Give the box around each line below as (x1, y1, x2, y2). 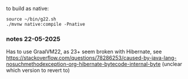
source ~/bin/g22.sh (6, 16, 57, 22)
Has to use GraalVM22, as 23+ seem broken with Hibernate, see (6, 48, 162, 55)
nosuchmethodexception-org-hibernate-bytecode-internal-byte (6, 61, 161, 68)
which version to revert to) (6, 67, 70, 74)
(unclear (162, 61, 183, 68)
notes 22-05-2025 (6, 35, 61, 43)
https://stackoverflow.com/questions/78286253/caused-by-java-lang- (6, 54, 177, 61)
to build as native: (6, 5, 49, 12)
